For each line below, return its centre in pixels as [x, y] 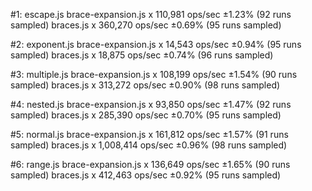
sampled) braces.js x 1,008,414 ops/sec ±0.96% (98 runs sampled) [149, 145]
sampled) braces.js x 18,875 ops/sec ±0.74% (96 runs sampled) [142, 55]
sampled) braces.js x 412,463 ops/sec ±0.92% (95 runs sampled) [146, 175]
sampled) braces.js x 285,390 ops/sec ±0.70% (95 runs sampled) [146, 115]
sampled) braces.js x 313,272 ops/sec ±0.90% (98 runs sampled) [145, 85]
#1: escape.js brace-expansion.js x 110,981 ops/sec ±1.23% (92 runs [151, 14]
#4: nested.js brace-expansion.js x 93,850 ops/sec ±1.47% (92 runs [151, 104]
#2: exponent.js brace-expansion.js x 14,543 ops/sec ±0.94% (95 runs [156, 44]
